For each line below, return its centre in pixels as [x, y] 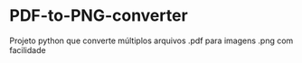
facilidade [28, 49]
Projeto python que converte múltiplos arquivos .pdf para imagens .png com [151, 40]
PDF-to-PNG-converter [99, 16]
